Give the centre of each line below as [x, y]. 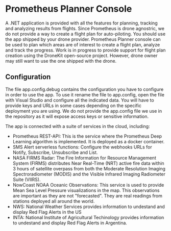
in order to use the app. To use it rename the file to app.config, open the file [85, 94]
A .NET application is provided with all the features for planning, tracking [81, 23]
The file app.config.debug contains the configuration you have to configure [84, 89]
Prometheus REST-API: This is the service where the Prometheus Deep [87, 136]
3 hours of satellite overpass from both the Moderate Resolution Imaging [89, 168]
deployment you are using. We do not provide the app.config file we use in [84, 111]
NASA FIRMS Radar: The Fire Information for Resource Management [84, 158]
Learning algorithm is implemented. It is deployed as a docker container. [89, 141]
